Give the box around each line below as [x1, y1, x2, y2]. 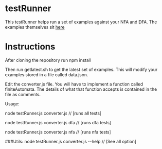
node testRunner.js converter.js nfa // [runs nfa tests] [5, 129, 111, 135]
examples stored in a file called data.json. [5, 71, 89, 78]
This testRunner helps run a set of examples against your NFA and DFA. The [5, 19, 157, 25]
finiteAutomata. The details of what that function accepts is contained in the [5, 86, 157, 92]
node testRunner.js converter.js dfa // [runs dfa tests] [5, 119, 111, 125]
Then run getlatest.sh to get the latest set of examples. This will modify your [5, 66, 158, 72]
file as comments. [5, 91, 41, 97]
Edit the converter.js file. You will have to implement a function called [5, 81, 144, 87]
